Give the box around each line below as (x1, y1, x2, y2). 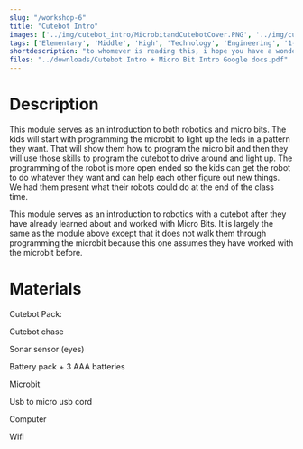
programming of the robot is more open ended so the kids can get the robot (9, 162, 291, 173)
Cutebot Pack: (9, 308, 63, 319)
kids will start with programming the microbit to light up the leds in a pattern (9, 133, 291, 145)
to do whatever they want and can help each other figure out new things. (9, 172, 280, 182)
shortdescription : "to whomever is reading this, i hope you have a (9, 47, 272, 56)
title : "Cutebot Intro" (9, 22, 99, 31)
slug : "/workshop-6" (9, 13, 87, 23)
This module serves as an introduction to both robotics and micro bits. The (9, 124, 287, 135)
